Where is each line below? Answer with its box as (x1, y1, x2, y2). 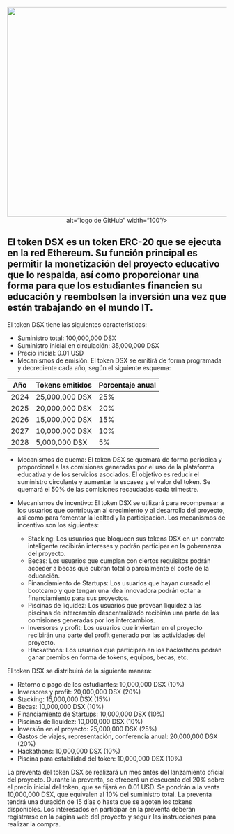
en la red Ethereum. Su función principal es (7, 247, 198, 259)
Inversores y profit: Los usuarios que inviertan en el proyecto (27, 623, 203, 631)
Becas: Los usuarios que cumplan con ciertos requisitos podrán (27, 556, 211, 565)
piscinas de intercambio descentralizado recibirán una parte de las (27, 608, 219, 617)
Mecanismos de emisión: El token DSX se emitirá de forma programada (17, 356, 222, 365)
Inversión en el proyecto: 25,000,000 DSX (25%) (17, 724, 157, 733)
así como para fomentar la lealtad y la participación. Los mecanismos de (17, 513, 226, 522)
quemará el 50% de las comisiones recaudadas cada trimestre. (17, 485, 199, 493)
